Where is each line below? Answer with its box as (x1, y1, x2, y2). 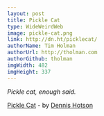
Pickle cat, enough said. (7, 88, 76, 96)
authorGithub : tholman (7, 56, 73, 63)
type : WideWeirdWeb (7, 23, 64, 30)
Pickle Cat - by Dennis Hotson (7, 101, 94, 109)
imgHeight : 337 (7, 68, 51, 75)
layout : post (7, 10, 45, 17)
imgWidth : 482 (7, 62, 49, 69)
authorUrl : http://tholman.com (7, 49, 98, 56)
